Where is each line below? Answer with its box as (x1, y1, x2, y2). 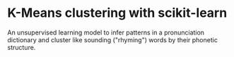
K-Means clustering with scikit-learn (7, 5, 228, 21)
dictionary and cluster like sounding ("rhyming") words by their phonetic (7, 35, 218, 44)
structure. (7, 43, 36, 51)
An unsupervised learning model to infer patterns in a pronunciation (7, 28, 205, 37)
